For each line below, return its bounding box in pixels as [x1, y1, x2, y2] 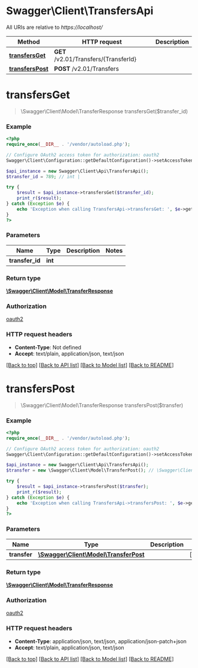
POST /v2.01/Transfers [54, 64, 119, 73]
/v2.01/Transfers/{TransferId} [54, 55, 137, 63]
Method [17, 37, 40, 45]
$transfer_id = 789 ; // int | [6, 173, 81, 179]
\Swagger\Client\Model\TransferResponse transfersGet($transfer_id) [20, 107, 189, 114]
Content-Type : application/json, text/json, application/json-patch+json [14, 637, 187, 644]
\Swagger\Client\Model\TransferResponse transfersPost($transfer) [20, 401, 184, 408]
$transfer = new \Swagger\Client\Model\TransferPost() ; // [6, 467, 154, 473]
